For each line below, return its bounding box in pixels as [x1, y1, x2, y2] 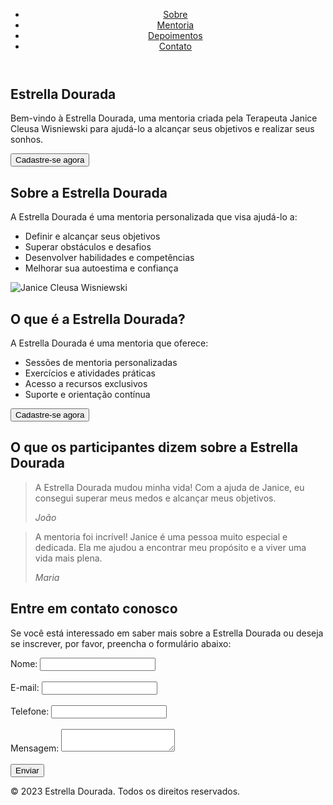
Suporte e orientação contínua [24, 389, 151, 401]
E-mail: [10, 681, 40, 693]
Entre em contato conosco [10, 600, 178, 618]
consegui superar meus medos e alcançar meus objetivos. [34, 492, 277, 504]
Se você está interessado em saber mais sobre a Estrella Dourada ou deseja [10, 627, 324, 639]
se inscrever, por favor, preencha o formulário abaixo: [10, 637, 232, 649]
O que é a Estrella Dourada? [10, 310, 186, 328]
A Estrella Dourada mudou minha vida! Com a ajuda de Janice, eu [34, 481, 305, 493]
